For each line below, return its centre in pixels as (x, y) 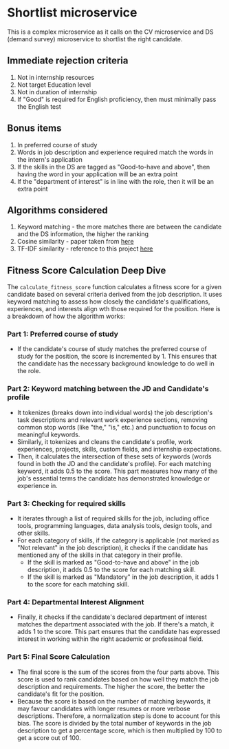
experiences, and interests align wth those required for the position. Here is (114, 309)
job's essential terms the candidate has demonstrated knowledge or (113, 478)
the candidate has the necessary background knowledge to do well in (116, 363)
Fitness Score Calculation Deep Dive (87, 270)
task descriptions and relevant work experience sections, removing (112, 420)
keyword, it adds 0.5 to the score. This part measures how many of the (117, 471)
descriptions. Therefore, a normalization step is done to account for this (119, 716)
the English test (39, 106)
